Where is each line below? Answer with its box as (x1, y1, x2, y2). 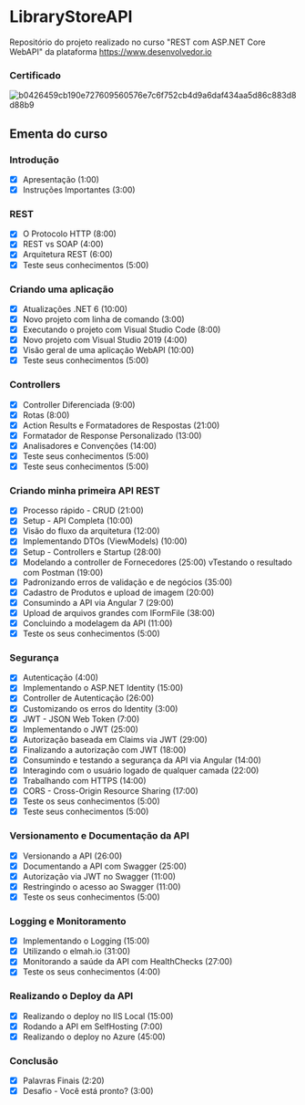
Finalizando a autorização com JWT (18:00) (22, 744, 187, 755)
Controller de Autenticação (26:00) (22, 693, 155, 704)
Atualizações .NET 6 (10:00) (22, 303, 128, 314)
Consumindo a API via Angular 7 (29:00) (22, 597, 175, 608)
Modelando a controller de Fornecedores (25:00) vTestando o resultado (22, 557, 293, 568)
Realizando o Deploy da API (9, 990, 134, 1003)
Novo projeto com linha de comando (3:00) (22, 313, 185, 325)
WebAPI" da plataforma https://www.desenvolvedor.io (9, 46, 212, 57)
